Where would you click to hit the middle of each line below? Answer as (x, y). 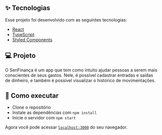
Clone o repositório (32, 108)
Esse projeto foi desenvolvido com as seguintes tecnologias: (66, 20)
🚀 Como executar (32, 96)
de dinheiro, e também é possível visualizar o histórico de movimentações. (80, 80)
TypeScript (23, 34)
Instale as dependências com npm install (54, 112)
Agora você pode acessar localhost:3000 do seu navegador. (66, 127)
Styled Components (32, 40)
